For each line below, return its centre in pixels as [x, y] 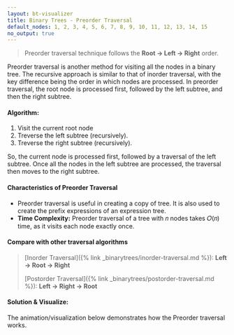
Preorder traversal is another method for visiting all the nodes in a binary [111, 67]
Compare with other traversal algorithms [67, 242]
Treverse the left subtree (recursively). [73, 136]
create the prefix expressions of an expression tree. [92, 210]
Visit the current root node [55, 128]
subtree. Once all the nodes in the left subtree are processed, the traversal [114, 164]
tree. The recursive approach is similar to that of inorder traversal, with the [114, 74]
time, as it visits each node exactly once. [76, 226]
